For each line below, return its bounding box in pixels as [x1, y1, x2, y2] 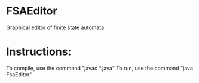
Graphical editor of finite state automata [6, 24, 105, 31]
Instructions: [6, 45, 72, 59]
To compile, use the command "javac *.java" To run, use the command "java [6, 64, 193, 72]
